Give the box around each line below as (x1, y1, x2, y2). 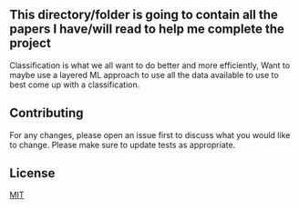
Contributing (9, 105, 84, 121)
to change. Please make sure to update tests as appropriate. (9, 139, 236, 150)
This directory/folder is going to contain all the (9, 7, 278, 23)
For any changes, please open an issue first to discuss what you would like (9, 129, 291, 140)
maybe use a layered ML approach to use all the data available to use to (9, 69, 280, 80)
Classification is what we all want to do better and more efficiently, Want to (9, 59, 290, 71)
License (9, 165, 56, 181)
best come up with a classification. (9, 79, 140, 90)
